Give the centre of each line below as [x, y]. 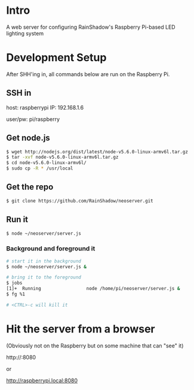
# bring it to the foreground [44, 277]
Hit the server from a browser [81, 329]
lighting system [25, 33]
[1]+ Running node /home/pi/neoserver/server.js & [93, 289]
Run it [17, 220]
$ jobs [14, 283]
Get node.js [28, 138]
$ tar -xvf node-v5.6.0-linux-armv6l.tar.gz [62, 157]
